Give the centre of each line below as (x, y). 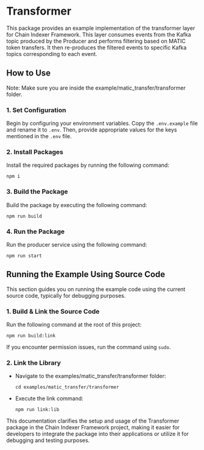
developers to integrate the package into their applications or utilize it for (97, 434)
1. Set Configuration (36, 110)
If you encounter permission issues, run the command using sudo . (89, 347)
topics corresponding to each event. (52, 54)
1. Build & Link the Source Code (53, 311)
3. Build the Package (37, 192)
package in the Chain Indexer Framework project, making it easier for (93, 427)
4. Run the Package (36, 231)
